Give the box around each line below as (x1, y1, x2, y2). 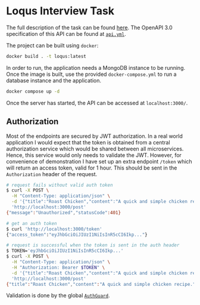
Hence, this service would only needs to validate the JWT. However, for (6, 151, 182, 159)
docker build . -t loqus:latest (6, 53, 86, 59)
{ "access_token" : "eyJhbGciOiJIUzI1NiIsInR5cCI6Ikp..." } (6, 232, 148, 238)
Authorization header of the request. (6, 170, 98, 177)
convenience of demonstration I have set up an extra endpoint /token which (6, 158, 192, 165)
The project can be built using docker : (6, 42, 99, 49)
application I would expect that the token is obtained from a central (6, 138, 171, 146)
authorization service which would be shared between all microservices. (6, 145, 184, 152)
